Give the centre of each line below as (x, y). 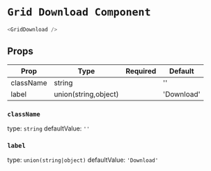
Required (141, 70)
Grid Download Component (79, 12)
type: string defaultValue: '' (49, 128)
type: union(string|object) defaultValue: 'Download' (83, 160)
